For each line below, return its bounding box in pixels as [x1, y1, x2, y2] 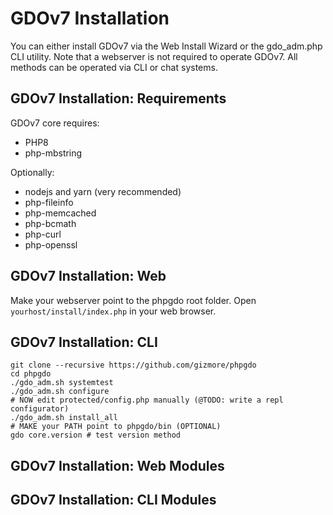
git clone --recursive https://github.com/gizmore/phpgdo [10, 360, 257, 371]
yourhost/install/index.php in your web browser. [10, 305, 217, 317]
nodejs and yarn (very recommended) [24, 185, 182, 197]
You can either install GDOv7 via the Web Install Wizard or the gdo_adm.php [10, 40, 323, 52]
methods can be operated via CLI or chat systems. [10, 61, 218, 73]
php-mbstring [24, 147, 83, 159]
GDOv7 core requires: [10, 117, 100, 129]
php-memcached [24, 207, 97, 219]
